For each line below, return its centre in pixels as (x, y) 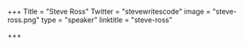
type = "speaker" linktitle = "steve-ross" (107, 20)
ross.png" (24, 20)
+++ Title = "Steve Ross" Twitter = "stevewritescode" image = (109, 11)
